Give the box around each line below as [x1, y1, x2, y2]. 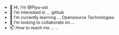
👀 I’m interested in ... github [9, 9, 64, 15]
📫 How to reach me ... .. [9, 25, 58, 30]
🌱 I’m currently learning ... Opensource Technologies [9, 15, 115, 20]
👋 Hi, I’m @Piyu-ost [9, 5, 48, 10]
